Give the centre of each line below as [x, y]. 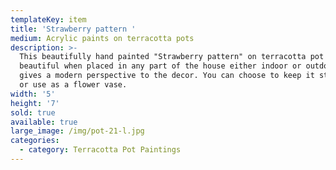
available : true [44, 122]
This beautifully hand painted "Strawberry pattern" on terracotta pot [172, 57]
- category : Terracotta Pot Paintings [100, 150]
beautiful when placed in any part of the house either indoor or [160, 66]
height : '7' [35, 103]
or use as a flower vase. [73, 85]
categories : [35, 141]
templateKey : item [48, 19]
